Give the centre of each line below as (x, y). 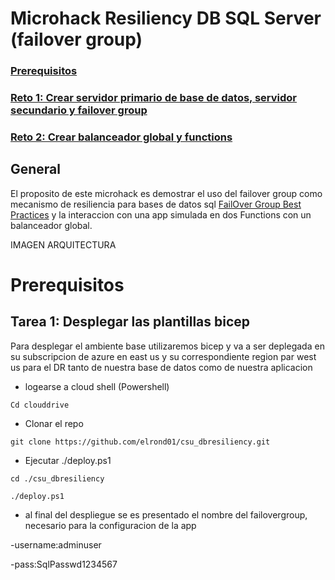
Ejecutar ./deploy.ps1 (68, 460)
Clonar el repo (54, 423)
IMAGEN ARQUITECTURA (63, 244)
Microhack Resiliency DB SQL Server (166, 18)
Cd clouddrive (40, 405)
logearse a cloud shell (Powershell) (97, 386)
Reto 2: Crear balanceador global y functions (121, 137)
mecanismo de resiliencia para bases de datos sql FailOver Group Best (156, 204)
